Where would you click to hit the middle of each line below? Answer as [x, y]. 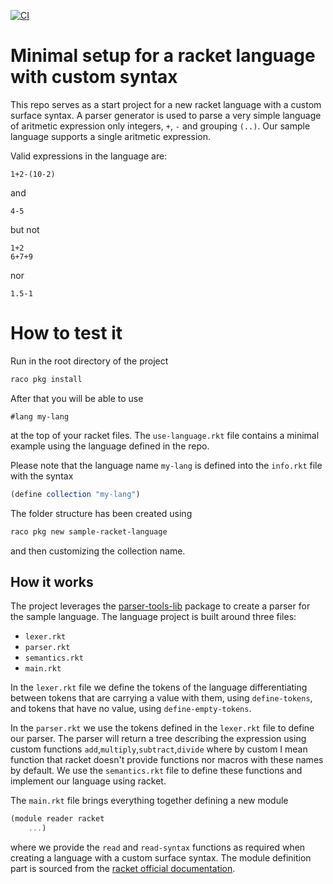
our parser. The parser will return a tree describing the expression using [158, 739]
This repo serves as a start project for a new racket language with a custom [166, 104]
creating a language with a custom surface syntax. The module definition [161, 858]
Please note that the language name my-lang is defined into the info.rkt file [166, 465]
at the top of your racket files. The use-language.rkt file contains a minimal [165, 435]
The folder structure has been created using [101, 513]
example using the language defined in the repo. [110, 446]
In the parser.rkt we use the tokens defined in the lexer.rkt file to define [162, 728]
